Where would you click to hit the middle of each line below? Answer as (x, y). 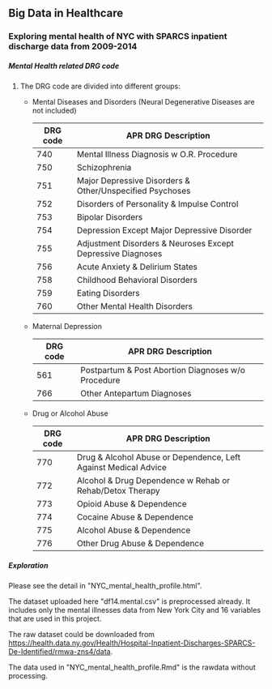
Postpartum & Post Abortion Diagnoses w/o (163, 370)
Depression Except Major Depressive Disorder (164, 230)
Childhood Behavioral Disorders (137, 280)
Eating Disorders (108, 293)
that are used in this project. (55, 618)
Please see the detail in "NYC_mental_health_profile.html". (105, 586)
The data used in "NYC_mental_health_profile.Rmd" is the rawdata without (132, 667)
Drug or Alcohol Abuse (70, 413)
